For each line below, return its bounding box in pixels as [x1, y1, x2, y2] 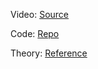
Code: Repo [10, 28, 60, 39]
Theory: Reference [10, 47, 88, 59]
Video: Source [10, 9, 70, 20]
